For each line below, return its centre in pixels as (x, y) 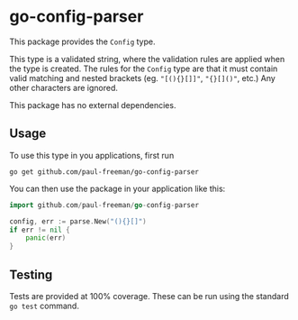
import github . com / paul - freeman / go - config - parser (104, 205)
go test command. (44, 306)
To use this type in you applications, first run (92, 155)
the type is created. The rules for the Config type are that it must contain (144, 69)
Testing (31, 274)
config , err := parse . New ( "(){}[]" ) (78, 221)
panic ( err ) (46, 238)
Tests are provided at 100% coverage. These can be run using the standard (149, 296)
